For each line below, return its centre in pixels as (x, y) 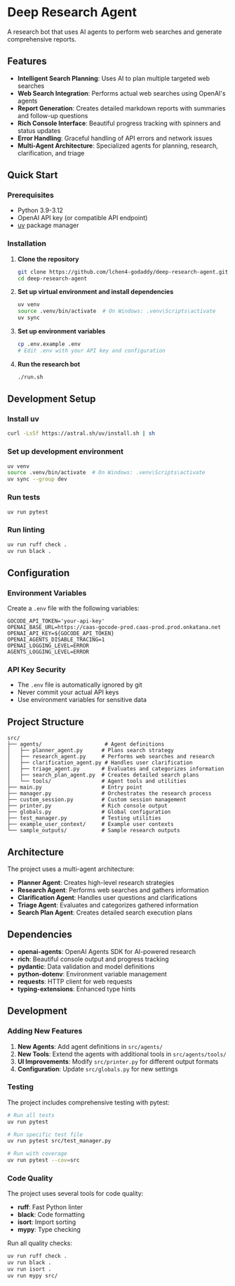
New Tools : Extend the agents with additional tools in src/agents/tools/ (122, 1054)
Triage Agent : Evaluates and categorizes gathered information (108, 905)
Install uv (23, 419)
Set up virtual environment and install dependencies (95, 292)
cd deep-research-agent (52, 279)
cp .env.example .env (49, 344)
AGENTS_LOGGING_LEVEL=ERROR (48, 652)
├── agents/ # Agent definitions (86, 744)
